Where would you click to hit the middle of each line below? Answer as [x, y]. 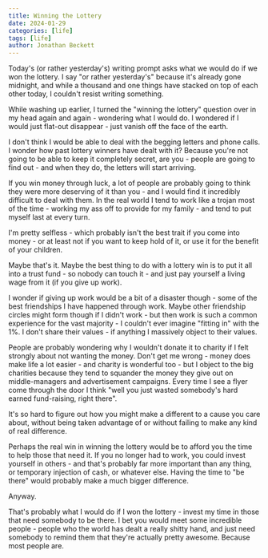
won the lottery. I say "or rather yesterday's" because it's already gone [125, 77]
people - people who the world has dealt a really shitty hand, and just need [132, 529]
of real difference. [38, 431]
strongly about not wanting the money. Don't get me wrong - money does [130, 356]
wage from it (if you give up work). [65, 282]
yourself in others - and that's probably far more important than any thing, [130, 464]
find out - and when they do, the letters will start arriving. [102, 168]
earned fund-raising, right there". [63, 398]
